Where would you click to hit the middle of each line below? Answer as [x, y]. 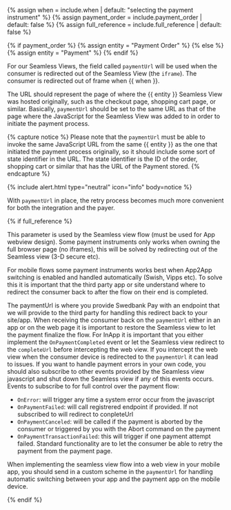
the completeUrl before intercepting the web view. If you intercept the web [113, 349]
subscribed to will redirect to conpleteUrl [75, 414]
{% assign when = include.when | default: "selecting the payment [100, 10]
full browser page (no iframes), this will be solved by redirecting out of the [112, 249]
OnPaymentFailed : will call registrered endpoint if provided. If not [108, 407]
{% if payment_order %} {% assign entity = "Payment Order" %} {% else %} [115, 45]
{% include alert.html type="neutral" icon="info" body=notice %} [100, 187]
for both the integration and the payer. [61, 208]
